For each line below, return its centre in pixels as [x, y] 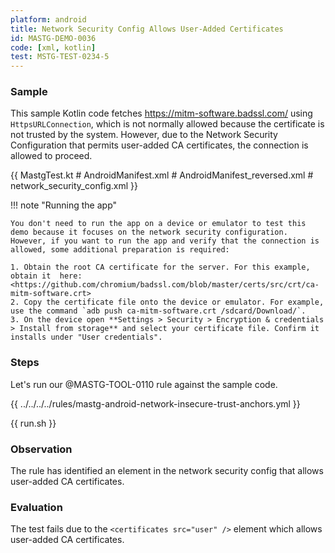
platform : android [48, 19]
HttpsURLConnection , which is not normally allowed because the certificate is [167, 124]
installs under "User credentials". [86, 337]
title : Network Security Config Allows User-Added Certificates [147, 29]
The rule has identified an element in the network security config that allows [167, 471]
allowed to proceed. [51, 156]
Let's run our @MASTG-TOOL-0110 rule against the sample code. [144, 384]
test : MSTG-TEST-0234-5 [60, 57]
